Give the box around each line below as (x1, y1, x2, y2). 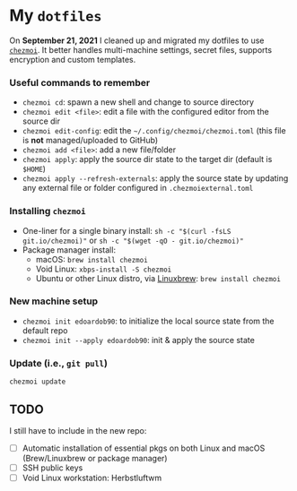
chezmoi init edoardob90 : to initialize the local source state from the (22, 315, 275, 326)
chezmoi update (9, 377, 66, 386)
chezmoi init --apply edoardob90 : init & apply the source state (22, 334, 256, 345)
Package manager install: (22, 244, 117, 255)
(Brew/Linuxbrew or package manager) (22, 453, 168, 463)
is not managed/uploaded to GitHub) (22, 135, 159, 146)
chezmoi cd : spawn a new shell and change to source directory (22, 97, 254, 108)
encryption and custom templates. (9, 54, 136, 65)
